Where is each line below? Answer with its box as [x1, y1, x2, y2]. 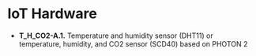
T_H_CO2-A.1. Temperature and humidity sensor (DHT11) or [18, 31, 214, 40]
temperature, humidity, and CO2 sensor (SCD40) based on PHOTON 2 [18, 39, 248, 48]
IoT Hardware [7, 5, 98, 23]
